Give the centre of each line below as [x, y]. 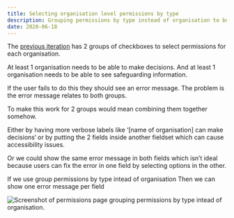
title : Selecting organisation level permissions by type [93, 14]
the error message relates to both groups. [67, 95]
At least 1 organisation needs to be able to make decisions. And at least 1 [111, 68]
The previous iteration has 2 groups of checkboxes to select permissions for [117, 47]
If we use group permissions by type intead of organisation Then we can [111, 179]
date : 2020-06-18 [32, 26]
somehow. [22, 116]
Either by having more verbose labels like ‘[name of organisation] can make [115, 130]
